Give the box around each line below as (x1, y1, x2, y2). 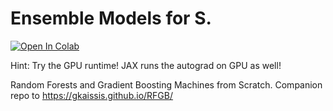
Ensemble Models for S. (10, 7, 212, 30)
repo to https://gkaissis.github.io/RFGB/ (10, 89, 174, 101)
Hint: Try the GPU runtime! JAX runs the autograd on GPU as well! (10, 59, 282, 71)
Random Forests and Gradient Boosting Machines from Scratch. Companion (10, 78, 323, 91)
